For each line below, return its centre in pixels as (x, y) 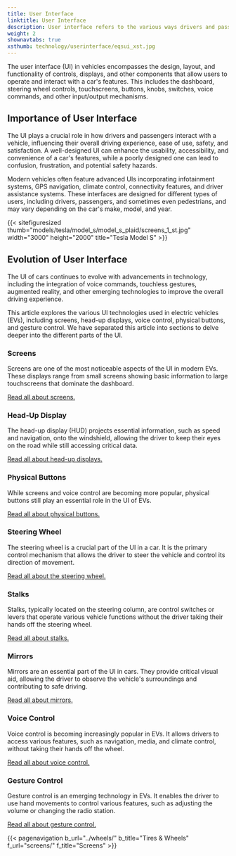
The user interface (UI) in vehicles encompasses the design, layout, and (111, 66)
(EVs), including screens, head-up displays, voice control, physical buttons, (117, 320)
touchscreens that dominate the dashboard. (71, 383)
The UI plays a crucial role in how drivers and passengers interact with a (112, 135)
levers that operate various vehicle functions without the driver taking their (115, 617)
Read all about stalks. (38, 638)
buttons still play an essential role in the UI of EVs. (79, 500)
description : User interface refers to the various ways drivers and (111, 27)
